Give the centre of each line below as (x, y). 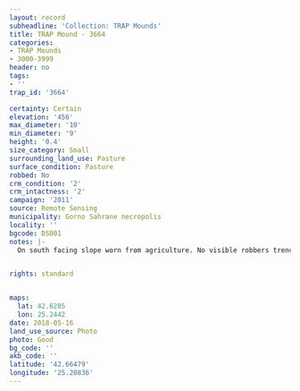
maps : (19, 298)
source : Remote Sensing (54, 208)
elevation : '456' (42, 117)
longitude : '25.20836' (51, 373)
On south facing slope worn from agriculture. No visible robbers (143, 250)
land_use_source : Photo (54, 331)
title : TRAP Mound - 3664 (57, 34)
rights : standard (42, 274)
